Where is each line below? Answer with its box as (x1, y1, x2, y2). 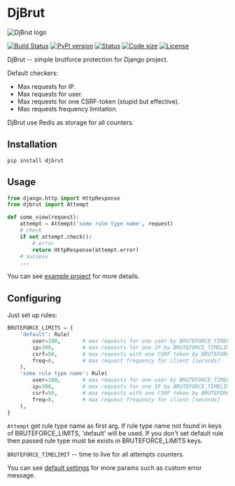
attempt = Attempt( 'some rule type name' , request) (20, 221, 173, 228)
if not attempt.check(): (20, 233, 92, 240)
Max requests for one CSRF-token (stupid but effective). (17, 97, 180, 106)
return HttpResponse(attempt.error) (32, 247, 139, 254)
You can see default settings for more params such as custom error (7, 464, 202, 472)
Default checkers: (7, 69, 59, 77)
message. (7, 471, 36, 480)
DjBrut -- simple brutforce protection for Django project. (7, 55, 169, 64)
